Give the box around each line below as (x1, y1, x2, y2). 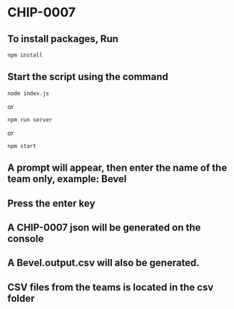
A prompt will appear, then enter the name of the (7, 162, 228, 174)
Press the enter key (7, 197, 96, 209)
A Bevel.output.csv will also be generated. (7, 257, 200, 269)
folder (7, 292, 35, 304)
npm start (7, 142, 37, 150)
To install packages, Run (7, 33, 119, 45)
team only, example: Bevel (7, 173, 127, 186)
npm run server (7, 116, 53, 123)
